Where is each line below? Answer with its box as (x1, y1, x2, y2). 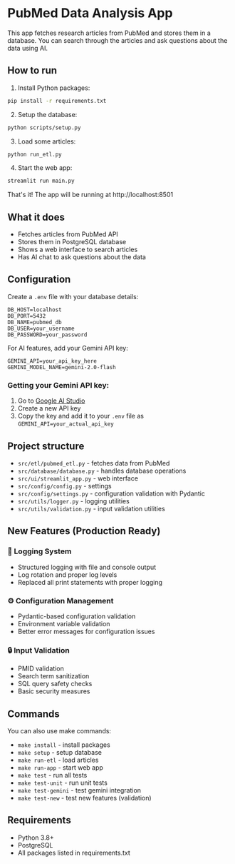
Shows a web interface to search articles (17, 245, 138, 254)
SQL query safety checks (17, 680, 93, 688)
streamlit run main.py (7, 177, 75, 185)
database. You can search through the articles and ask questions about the (7, 36, 228, 44)
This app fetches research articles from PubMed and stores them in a (7, 29, 211, 37)
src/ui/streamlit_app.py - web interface (17, 473, 139, 483)
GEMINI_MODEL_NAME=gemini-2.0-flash (7, 363, 116, 371)
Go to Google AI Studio (17, 396, 85, 405)
